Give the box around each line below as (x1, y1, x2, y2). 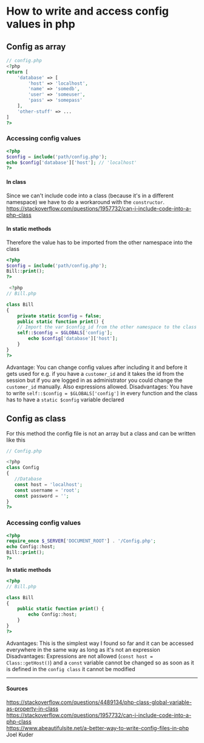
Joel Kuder (6, 731, 34, 738)
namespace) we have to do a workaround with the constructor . (6, 198, 165, 205)
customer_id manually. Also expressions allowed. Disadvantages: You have (6, 382, 193, 390)
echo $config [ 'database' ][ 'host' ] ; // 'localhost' (6, 160, 137, 166)
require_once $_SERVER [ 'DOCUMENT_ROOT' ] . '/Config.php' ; (6, 538, 156, 544)
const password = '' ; (14, 493, 69, 499)
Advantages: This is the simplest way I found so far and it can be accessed (6, 639, 194, 647)
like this (6, 436, 25, 443)
